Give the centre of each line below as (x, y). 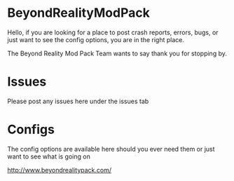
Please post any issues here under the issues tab (78, 101)
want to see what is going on (49, 156)
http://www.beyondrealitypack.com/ (60, 170)
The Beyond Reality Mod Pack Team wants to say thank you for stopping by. (117, 53)
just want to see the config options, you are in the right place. (96, 39)
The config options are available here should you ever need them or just (111, 149)
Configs (31, 129)
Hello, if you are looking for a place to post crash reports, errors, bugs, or (113, 32)
